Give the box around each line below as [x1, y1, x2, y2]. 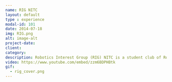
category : [5, 50, 27, 55]
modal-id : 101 [5, 21, 36, 27]
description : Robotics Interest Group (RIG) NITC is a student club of [5, 54, 161, 60]
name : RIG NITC [5, 7, 38, 13]
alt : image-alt [5, 36, 38, 41]
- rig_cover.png [10, 69, 45, 74]
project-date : [5, 41, 36, 46]
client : [5, 45, 22, 50]
